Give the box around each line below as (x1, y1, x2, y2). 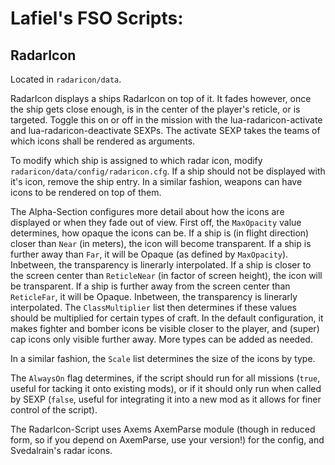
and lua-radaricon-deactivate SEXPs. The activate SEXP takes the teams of (10, 125, 321, 136)
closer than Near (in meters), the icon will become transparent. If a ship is (10, 238, 312, 249)
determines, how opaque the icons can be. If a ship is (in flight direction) (10, 227, 310, 239)
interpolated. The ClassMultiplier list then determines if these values (10, 302, 297, 313)
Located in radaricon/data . (10, 73, 122, 85)
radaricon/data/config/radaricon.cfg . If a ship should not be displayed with (10, 165, 326, 177)
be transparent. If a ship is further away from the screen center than (10, 280, 291, 292)
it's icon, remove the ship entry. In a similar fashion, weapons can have (10, 176, 303, 187)
